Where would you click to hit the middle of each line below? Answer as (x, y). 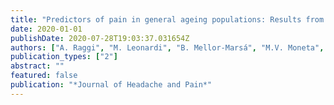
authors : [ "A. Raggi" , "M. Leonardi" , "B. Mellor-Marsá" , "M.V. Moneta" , (167, 47)
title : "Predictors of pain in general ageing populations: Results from (167, 19)
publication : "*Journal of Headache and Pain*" (111, 85)
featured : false (44, 76)
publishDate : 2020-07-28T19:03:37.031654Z (100, 38)
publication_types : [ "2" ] (64, 57)
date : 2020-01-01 (46, 29)
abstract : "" (37, 66)
